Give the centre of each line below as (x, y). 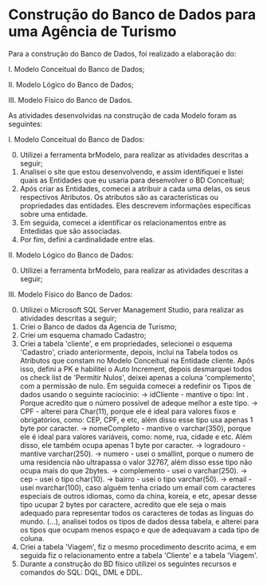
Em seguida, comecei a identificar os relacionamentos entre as (123, 222)
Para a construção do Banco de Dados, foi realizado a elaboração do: (122, 53)
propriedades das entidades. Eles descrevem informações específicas (135, 206)
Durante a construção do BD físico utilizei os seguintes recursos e (128, 563)
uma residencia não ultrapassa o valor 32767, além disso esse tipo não (136, 462)
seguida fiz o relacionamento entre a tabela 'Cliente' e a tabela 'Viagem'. (139, 555)
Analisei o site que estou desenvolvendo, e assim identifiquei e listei (132, 171)
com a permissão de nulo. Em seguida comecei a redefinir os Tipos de (135, 386)
